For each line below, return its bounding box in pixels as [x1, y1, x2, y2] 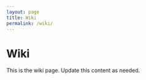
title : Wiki [6, 15, 37, 21]
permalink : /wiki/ [6, 20, 53, 26]
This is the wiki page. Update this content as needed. [6, 67, 141, 74]
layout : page [6, 9, 40, 15]
